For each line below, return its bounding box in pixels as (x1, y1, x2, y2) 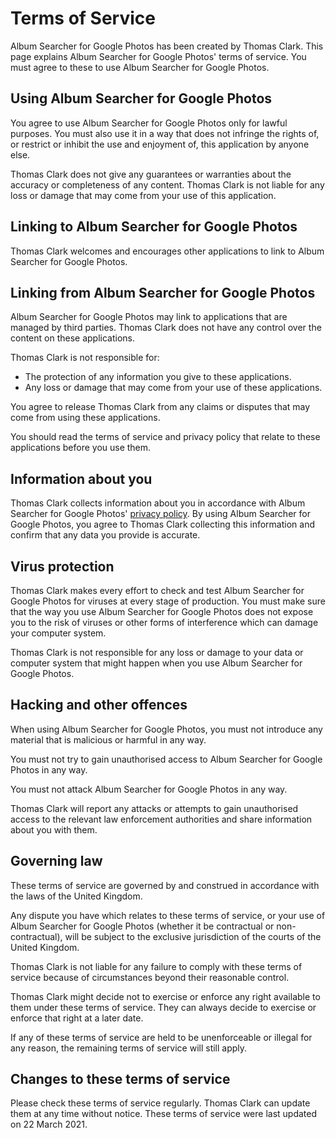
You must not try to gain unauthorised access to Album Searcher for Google (10, 753, 323, 765)
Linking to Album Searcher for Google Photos (10, 218, 298, 236)
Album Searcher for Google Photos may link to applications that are (10, 311, 288, 323)
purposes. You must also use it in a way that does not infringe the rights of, (10, 127, 320, 139)
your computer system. (10, 627, 107, 639)
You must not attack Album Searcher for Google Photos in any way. (10, 783, 288, 795)
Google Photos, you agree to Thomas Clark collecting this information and (10, 518, 315, 531)
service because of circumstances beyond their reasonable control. (10, 971, 290, 983)
